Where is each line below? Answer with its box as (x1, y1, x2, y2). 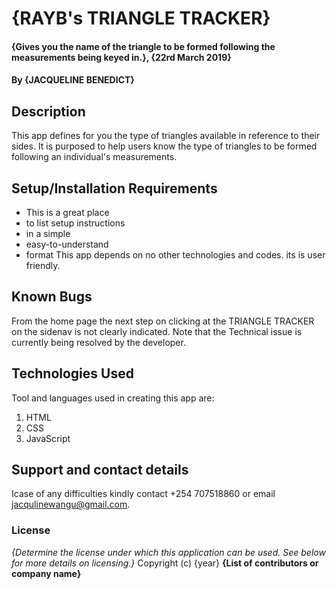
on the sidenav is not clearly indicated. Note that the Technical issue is (11, 325, 303, 337)
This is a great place (25, 207, 110, 218)
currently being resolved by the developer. (11, 336, 186, 348)
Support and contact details (11, 462, 189, 479)
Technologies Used (11, 365, 134, 382)
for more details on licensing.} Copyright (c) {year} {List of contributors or (11, 557, 319, 569)
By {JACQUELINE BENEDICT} (11, 74, 135, 86)
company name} (11, 567, 82, 579)
